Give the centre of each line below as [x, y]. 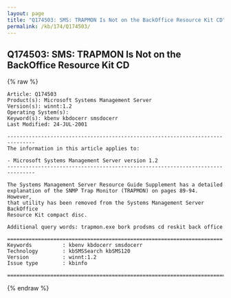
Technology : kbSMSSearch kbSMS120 [69, 251]
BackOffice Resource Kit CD [68, 65]
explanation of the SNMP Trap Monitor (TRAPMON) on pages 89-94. [102, 191]
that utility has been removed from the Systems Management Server [106, 203]
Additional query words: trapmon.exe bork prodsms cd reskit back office [115, 227]
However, [20, 197]
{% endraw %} [28, 288]
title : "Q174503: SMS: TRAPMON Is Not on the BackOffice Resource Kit [110, 20]
